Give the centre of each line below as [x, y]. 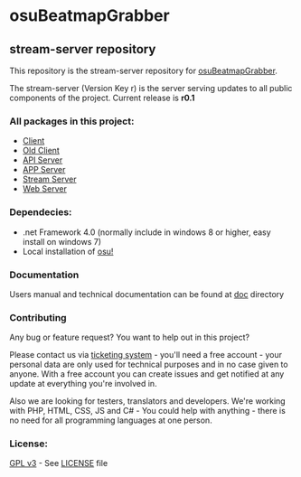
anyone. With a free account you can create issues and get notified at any [147, 374]
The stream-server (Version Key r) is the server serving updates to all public [151, 88]
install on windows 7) [62, 241]
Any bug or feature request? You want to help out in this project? [130, 337]
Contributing [38, 317]
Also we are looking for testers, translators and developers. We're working [148, 401]
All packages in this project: [72, 121]
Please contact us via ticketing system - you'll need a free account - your [146, 355]
